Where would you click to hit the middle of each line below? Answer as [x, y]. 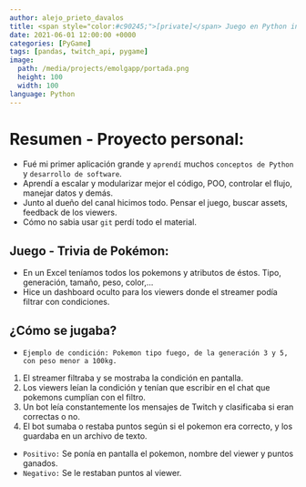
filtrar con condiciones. [66, 302]
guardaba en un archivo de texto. [85, 436]
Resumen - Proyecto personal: [127, 139]
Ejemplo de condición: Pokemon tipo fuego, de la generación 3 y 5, [155, 353]
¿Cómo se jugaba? [63, 330]
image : [22, 60]
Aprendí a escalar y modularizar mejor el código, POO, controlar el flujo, [158, 184]
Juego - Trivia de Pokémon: [89, 251]
